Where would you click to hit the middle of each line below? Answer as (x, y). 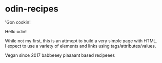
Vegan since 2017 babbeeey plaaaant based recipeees (60, 55)
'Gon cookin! (18, 22)
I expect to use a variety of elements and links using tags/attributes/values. (81, 46)
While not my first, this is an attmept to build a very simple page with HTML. (81, 41)
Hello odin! (16, 31)
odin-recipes (32, 9)
